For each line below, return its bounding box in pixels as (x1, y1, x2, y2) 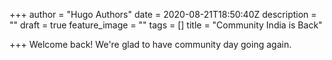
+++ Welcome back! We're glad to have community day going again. (9, 39, 292, 50)
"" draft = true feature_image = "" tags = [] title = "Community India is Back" (9, 19, 323, 31)
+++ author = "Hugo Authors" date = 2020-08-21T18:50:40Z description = (9, 9, 317, 20)
